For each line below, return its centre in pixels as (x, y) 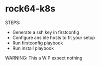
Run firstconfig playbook (38, 42)
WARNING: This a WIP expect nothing (44, 57)
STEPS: (13, 22)
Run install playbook (33, 48)
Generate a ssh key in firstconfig (46, 32)
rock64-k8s (30, 9)
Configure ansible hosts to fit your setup (54, 37)
